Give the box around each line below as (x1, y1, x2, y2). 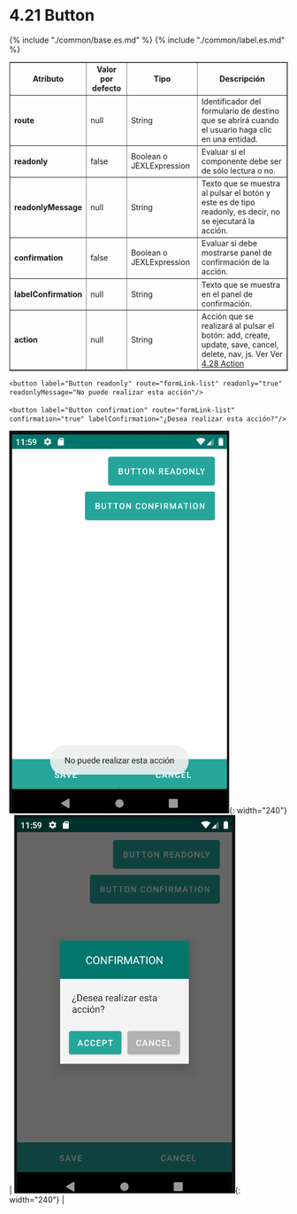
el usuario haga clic (202, 124, 272, 135)
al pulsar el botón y (202, 188, 271, 198)
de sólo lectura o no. (202, 165, 276, 175)
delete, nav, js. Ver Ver (202, 348, 283, 359)
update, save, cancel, (202, 339, 279, 350)
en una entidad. (202, 134, 258, 144)
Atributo (32, 74, 65, 84)
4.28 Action (202, 358, 245, 369)
